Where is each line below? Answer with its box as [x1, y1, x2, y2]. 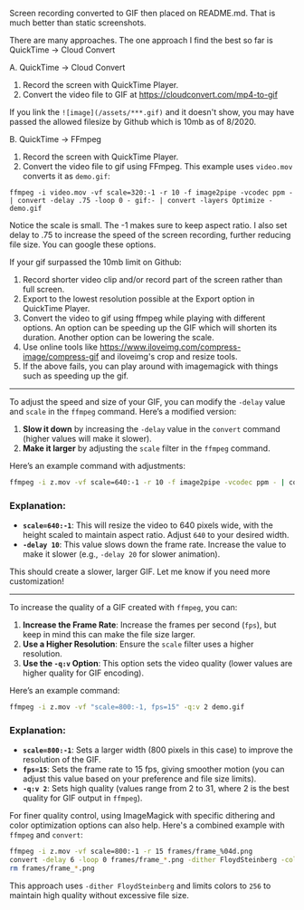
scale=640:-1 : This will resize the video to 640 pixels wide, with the [22, 520, 273, 531]
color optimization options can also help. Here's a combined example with [9, 819, 285, 831]
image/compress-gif [22, 351, 100, 361]
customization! [9, 576, 65, 587]
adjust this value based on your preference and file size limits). [22, 773, 257, 784]
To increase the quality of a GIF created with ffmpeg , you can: [9, 602, 238, 613]
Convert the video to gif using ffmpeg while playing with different [22, 312, 266, 323]
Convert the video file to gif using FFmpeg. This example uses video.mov [22, 161, 293, 171]
